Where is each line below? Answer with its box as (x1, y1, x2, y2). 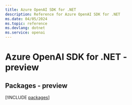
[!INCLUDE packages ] (5, 95, 50, 100)
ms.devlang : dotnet (5, 26, 45, 31)
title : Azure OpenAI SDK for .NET (5, 7, 77, 12)
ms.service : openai (5, 30, 45, 35)
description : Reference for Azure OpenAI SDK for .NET (5, 12, 121, 17)
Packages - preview (5, 81, 68, 90)
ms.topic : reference (5, 21, 48, 26)
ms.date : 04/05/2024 (5, 16, 48, 21)
